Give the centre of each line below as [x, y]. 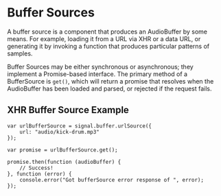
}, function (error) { [39, 174]
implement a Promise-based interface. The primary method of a [97, 74]
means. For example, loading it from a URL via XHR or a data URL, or [104, 38]
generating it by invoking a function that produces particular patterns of [108, 46]
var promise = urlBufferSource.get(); [62, 150]
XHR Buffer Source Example [68, 110]
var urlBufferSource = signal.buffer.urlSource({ [80, 126]
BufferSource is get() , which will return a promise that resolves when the [110, 81]
